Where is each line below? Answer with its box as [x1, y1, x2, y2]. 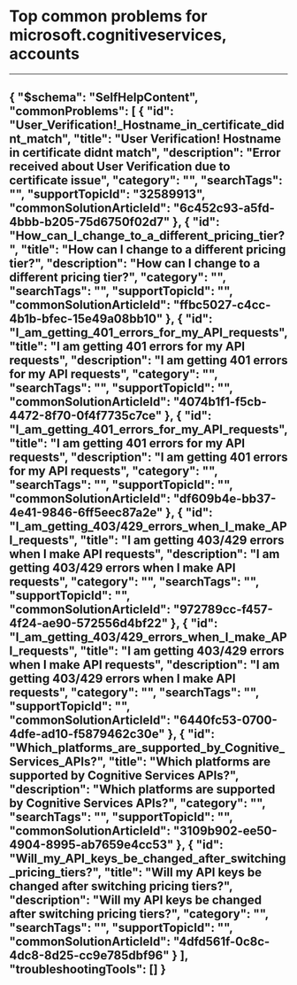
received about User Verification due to [9, 159, 231, 175]
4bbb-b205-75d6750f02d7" [9, 214, 171, 229]
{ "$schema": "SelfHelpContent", [9, 90, 199, 105]
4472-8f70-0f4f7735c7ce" [9, 408, 162, 423]
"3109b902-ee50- [172, 824, 278, 839]
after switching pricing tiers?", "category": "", [9, 906, 270, 922]
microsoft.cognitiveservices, [9, 25, 227, 45]
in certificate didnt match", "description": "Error [9, 145, 281, 160]
